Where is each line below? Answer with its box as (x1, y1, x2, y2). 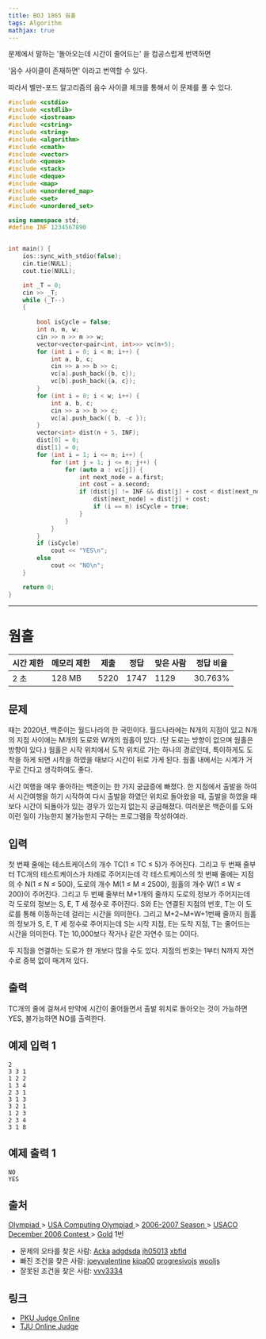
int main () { (8, 245, 51, 253)
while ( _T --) (22, 296, 66, 304)
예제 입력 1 (8, 1039, 57, 1053)
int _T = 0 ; (22, 281, 62, 290)
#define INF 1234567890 (8, 224, 87, 232)
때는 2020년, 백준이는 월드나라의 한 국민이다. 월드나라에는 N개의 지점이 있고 (8, 725, 244, 735)
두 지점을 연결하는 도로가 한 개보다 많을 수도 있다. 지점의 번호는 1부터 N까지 (8, 946, 240, 956)
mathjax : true (8, 26, 55, 34)
